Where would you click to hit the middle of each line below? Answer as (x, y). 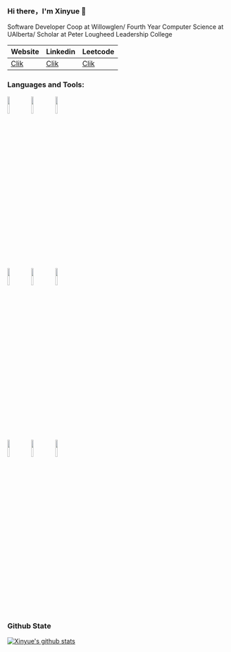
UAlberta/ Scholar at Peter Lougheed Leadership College (90, 35)
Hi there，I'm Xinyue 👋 (47, 11)
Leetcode (98, 52)
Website (25, 52)
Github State (29, 626)
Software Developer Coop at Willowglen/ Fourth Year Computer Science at (115, 27)
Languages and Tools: (46, 84)
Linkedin (61, 52)
